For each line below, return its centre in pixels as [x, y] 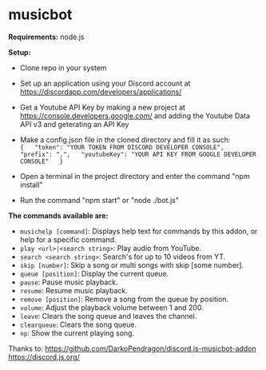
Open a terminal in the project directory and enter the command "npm [135, 176]
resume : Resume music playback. [73, 290]
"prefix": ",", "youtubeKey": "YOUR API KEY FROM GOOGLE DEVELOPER [138, 154]
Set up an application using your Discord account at [105, 83]
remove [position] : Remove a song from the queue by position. [124, 299]
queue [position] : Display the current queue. [94, 273]
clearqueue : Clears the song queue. [78, 324]
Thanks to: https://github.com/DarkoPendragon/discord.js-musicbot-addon [133, 348]
